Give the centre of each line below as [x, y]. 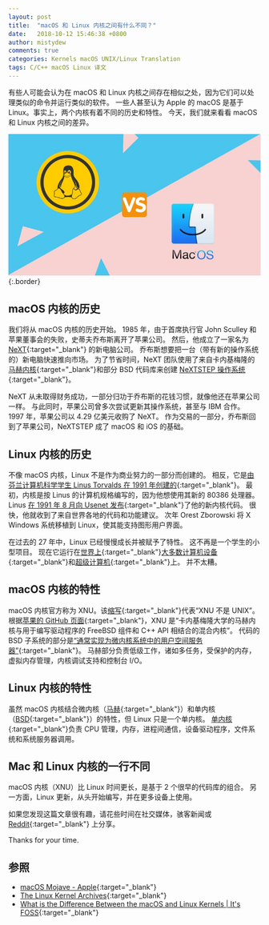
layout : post [30, 17]
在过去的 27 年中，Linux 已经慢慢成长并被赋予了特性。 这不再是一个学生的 [130, 542]
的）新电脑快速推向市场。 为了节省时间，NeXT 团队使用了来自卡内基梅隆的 [132, 359]
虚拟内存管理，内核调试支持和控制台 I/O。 [77, 660]
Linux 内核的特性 [50, 688]
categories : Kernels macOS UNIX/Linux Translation [94, 59]
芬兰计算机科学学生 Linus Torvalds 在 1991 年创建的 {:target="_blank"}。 [126, 485]
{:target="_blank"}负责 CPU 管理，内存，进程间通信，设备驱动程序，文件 [128, 729]
